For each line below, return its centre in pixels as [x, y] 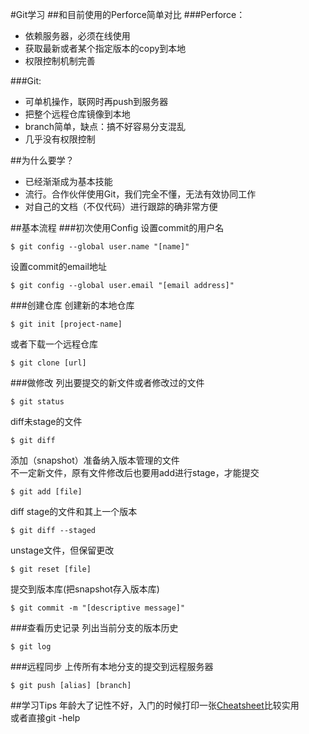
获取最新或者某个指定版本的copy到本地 [105, 48]
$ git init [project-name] [66, 324]
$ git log [31, 647]
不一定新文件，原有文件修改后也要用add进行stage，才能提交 [135, 472]
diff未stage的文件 [46, 421]
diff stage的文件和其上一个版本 [74, 511]
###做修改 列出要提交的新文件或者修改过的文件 [107, 382]
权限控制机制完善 [60, 61]
